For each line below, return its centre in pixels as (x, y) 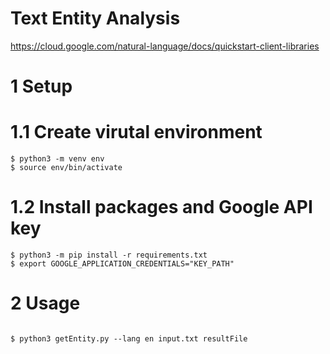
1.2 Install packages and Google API (161, 207)
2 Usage (45, 303)
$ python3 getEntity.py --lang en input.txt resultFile (129, 338)
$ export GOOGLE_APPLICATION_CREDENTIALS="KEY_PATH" (122, 264)
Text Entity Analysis (95, 18)
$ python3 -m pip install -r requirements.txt (109, 255)
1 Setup (41, 86)
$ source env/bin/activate (66, 168)
